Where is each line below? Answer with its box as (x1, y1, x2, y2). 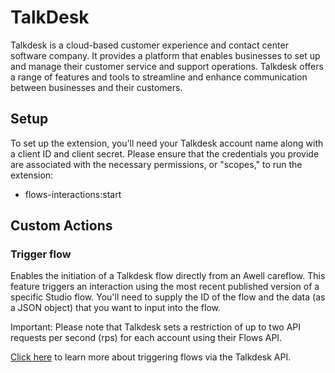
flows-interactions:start (24, 188, 122, 200)
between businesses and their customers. (10, 81, 183, 93)
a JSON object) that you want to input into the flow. (10, 302, 222, 314)
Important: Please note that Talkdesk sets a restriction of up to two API (10, 321, 302, 333)
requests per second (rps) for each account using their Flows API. (10, 332, 283, 344)
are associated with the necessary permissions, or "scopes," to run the (10, 158, 303, 170)
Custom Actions (10, 217, 113, 235)
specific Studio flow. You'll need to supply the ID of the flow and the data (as (10, 291, 326, 303)
